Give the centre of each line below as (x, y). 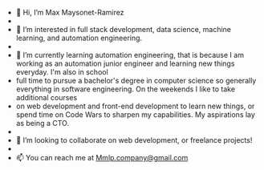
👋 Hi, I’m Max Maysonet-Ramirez (70, 12)
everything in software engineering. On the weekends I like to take (125, 89)
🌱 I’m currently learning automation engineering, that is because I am (130, 55)
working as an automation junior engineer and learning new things (125, 63)
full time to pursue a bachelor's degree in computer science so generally (136, 81)
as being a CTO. (43, 123)
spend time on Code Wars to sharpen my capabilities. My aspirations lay (135, 115)
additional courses (47, 97)
